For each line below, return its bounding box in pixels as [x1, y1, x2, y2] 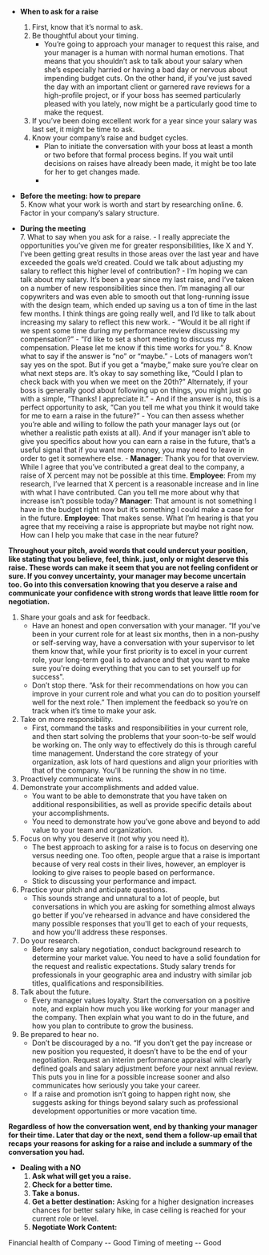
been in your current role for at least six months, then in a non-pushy [31, 629, 259, 639]
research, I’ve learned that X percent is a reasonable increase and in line [19, 479, 259, 488]
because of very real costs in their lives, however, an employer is [31, 859, 246, 869]
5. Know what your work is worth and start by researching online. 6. [19, 200, 243, 209]
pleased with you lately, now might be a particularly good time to [43, 99, 258, 108]
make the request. [43, 107, 104, 117]
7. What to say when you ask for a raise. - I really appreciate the [19, 232, 231, 241]
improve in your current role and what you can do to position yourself [31, 689, 261, 698]
